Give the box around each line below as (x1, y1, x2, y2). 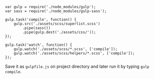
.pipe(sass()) (22, 26, 51, 30)
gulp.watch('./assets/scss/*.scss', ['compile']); (14, 47, 118, 52)
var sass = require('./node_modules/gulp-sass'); (5, 9, 107, 13)
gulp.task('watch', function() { (5, 42, 72, 47)
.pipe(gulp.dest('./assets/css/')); (22, 30, 96, 35)
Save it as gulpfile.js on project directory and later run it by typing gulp (5, 64, 150, 69)
